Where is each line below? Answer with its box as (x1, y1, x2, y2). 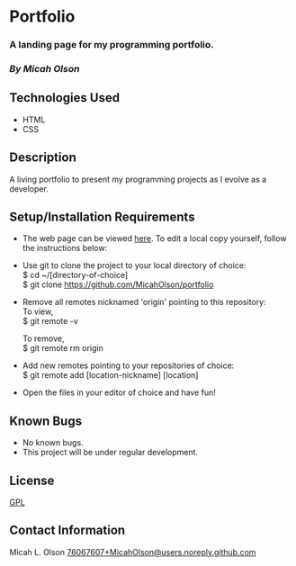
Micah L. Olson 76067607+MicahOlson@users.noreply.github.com (9, 546, 256, 557)
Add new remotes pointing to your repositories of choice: (22, 360, 235, 371)
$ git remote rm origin (22, 343, 103, 354)
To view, (22, 306, 54, 317)
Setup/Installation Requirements (9, 210, 195, 225)
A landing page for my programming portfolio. (9, 39, 214, 51)
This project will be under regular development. (22, 447, 199, 458)
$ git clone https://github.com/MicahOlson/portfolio (22, 279, 214, 290)
